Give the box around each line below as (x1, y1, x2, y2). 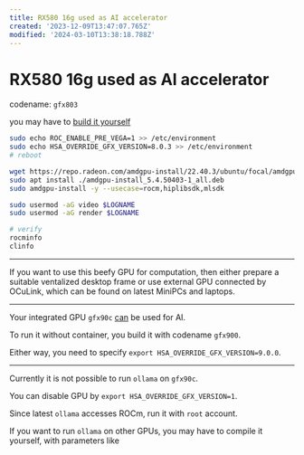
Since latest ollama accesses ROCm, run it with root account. (9, 408, 238, 419)
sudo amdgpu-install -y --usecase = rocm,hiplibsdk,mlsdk (9, 184, 224, 193)
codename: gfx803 (9, 99, 79, 109)
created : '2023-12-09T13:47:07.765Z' (9, 22, 152, 31)
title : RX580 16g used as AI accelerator (9, 13, 168, 23)
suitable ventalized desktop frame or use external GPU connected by (9, 276, 267, 287)
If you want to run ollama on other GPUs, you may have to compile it (9, 425, 263, 436)
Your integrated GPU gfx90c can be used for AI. (9, 311, 186, 322)
